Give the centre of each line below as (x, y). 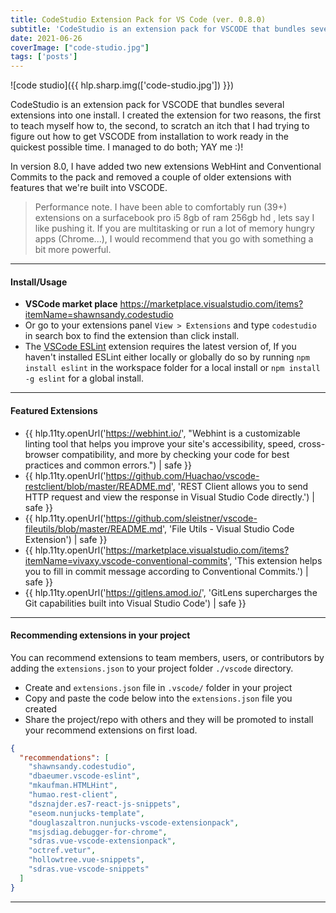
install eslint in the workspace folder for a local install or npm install (172, 368)
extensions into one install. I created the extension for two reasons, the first (166, 115)
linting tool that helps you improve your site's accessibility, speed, (160, 443)
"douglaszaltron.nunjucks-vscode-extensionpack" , (134, 822)
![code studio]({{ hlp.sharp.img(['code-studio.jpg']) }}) (122, 85)
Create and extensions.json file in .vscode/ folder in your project (158, 687)
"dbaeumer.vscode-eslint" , (84, 776)
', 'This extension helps (275, 560)
